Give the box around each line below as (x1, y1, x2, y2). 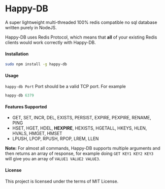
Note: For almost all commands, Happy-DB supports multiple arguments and (5, 145, 161, 151)
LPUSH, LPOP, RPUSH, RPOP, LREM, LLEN (12, 136, 99, 142)
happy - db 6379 (5, 93, 34, 98)
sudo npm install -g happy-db (5, 62, 67, 67)
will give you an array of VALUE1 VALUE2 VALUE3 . (5, 156, 100, 162)
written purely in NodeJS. (5, 24, 57, 30)
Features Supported (5, 103, 47, 109)
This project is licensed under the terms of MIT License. (5, 178, 119, 184)
